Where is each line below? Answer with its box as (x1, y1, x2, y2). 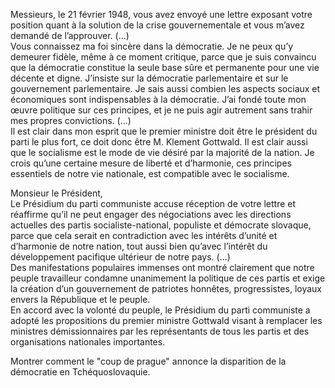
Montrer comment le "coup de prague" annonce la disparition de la (10, 355, 287, 367)
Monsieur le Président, (10, 187, 103, 199)
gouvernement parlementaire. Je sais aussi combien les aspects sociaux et (10, 83, 321, 94)
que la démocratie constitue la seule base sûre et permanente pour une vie (10, 62, 320, 73)
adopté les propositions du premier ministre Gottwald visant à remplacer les (10, 315, 323, 326)
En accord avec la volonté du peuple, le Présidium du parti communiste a (10, 304, 311, 316)
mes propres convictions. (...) (10, 115, 132, 126)
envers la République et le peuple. (10, 294, 151, 305)
